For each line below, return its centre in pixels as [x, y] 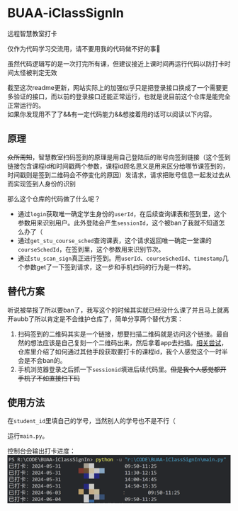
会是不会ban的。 [42, 360]
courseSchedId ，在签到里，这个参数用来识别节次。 [91, 249]
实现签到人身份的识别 [44, 184]
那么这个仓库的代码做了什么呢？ [54, 198]
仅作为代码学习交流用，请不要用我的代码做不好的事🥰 [84, 48]
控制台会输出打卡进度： [41, 451]
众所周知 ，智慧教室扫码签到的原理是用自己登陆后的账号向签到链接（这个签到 [119, 157]
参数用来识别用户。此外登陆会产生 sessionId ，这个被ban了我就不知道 [118, 223]
